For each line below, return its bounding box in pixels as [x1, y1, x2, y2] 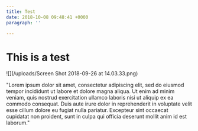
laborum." [6, 119, 30, 126]
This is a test [6, 50, 70, 64]
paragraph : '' [6, 20, 41, 25]
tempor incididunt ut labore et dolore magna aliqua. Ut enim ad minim [6, 88, 175, 95]
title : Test [6, 8, 35, 15]
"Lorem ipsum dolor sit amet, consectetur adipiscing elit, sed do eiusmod [6, 81, 184, 89]
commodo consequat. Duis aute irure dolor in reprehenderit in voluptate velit [6, 100, 192, 107]
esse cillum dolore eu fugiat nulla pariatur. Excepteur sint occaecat [6, 107, 168, 114]
